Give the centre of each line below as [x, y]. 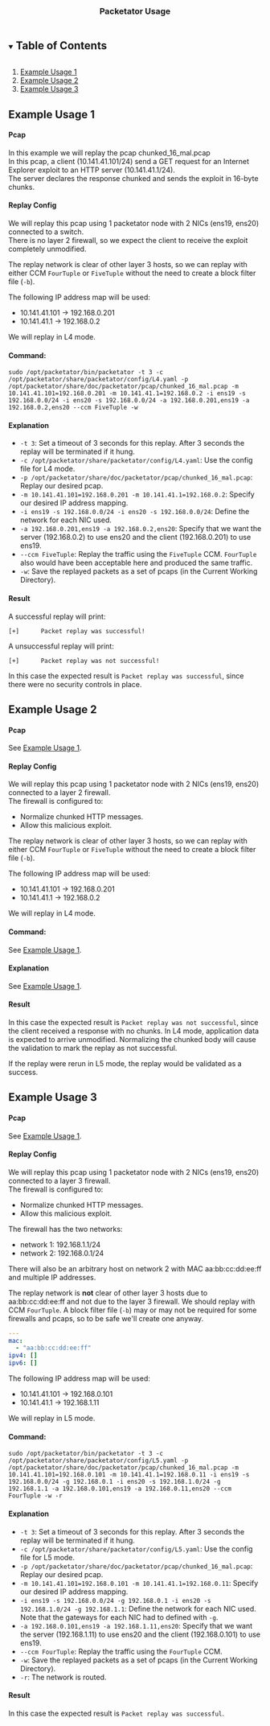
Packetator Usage [135, 11]
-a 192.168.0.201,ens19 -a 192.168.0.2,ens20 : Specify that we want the [141, 529]
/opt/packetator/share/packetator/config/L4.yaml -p [98, 380]
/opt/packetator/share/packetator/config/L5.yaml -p [98, 1461]
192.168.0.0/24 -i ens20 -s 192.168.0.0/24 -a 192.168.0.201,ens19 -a [129, 401]
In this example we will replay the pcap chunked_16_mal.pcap [109, 152]
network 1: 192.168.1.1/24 [60, 1244]
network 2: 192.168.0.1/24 [62, 1253]
